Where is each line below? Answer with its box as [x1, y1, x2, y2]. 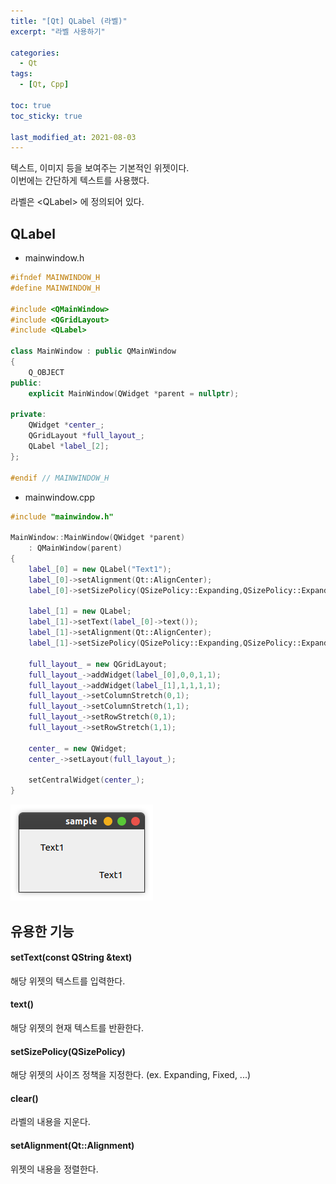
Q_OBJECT [28, 367, 65, 377]
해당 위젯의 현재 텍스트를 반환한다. [10, 1021, 144, 1034]
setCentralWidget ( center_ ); [28, 775, 145, 785]
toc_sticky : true [10, 111, 83, 121]
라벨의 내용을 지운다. [10, 1116, 91, 1128]
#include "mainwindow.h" [10, 511, 114, 522]
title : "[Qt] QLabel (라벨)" [10, 16, 128, 26]
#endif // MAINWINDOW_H [10, 473, 110, 483]
